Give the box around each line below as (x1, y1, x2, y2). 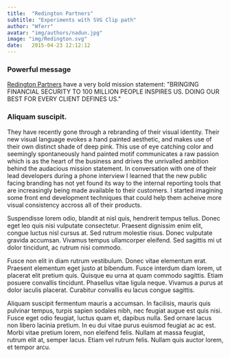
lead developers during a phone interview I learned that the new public (7, 171, 207, 179)
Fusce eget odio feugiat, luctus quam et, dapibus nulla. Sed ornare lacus (7, 313, 212, 322)
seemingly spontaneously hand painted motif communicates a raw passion (7, 149, 219, 158)
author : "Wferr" (7, 23, 54, 30)
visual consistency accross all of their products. (7, 201, 142, 209)
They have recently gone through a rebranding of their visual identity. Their (7, 128, 220, 136)
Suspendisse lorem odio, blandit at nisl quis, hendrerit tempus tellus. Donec (7, 214, 221, 222)
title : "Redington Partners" (7, 10, 94, 17)
